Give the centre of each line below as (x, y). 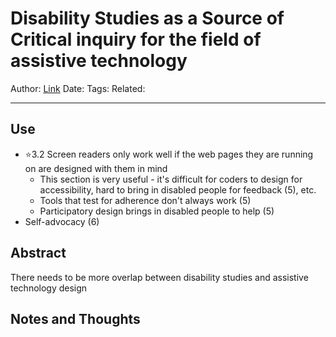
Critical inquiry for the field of (136, 39)
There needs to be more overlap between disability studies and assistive (159, 277)
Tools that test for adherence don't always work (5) (145, 200)
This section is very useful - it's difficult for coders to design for (171, 179)
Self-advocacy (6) (62, 221)
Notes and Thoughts (75, 318)
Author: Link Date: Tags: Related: (78, 88)
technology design (49, 288)
